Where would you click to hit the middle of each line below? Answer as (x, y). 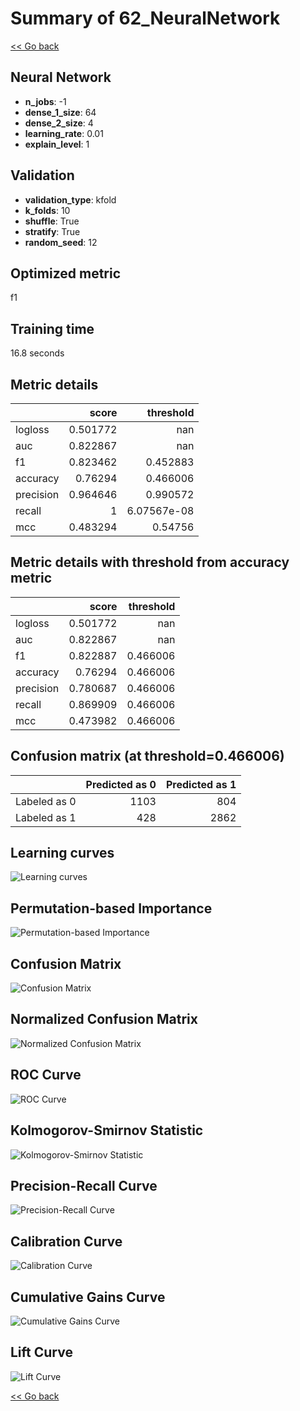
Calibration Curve (66, 1241)
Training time (52, 328)
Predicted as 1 (201, 784)
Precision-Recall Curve (84, 1185)
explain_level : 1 (57, 144)
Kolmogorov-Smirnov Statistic (107, 1130)
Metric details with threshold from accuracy (150, 562)
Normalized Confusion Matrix (104, 1019)
